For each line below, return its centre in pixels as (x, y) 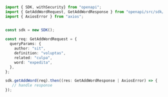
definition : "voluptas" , (40, 53)
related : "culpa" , (33, 57)
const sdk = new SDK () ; (30, 30)
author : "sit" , (30, 48)
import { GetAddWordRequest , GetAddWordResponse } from (64, 12)
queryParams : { (25, 44)
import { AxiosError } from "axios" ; (44, 16)
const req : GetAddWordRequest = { (41, 39)
